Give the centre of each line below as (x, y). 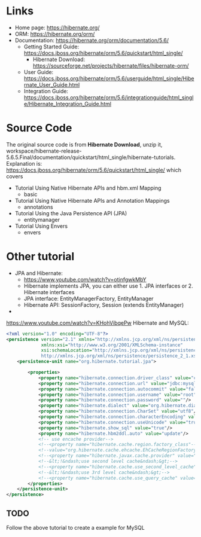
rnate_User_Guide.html (52, 84)
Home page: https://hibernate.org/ (57, 28)
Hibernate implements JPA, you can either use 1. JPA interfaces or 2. (108, 286)
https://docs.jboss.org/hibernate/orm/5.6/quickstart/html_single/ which (94, 170)
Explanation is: (24, 163)
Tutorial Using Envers (41, 226)
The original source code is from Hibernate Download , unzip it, (84, 144)
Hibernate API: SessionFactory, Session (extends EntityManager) (104, 305)
